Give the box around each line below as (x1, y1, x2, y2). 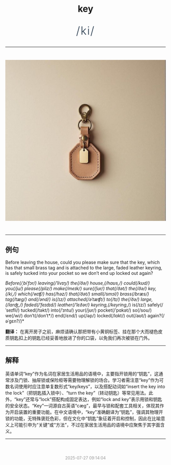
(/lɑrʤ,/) (5, 302, 23, 308)
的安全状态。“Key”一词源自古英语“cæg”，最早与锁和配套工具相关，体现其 (5, 402, 160, 409)
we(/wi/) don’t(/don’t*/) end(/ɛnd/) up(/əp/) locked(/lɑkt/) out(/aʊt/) (5, 313, 147, 318)
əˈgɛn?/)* (5, 318, 24, 324)
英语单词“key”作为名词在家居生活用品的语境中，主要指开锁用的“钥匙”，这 (5, 370, 159, 377)
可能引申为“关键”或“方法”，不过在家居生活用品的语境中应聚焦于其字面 (14, 422, 160, 428)
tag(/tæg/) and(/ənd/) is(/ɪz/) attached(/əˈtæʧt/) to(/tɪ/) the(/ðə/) (5, 296, 140, 302)
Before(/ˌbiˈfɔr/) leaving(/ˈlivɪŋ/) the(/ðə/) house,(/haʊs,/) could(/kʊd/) (5, 280, 150, 286)
